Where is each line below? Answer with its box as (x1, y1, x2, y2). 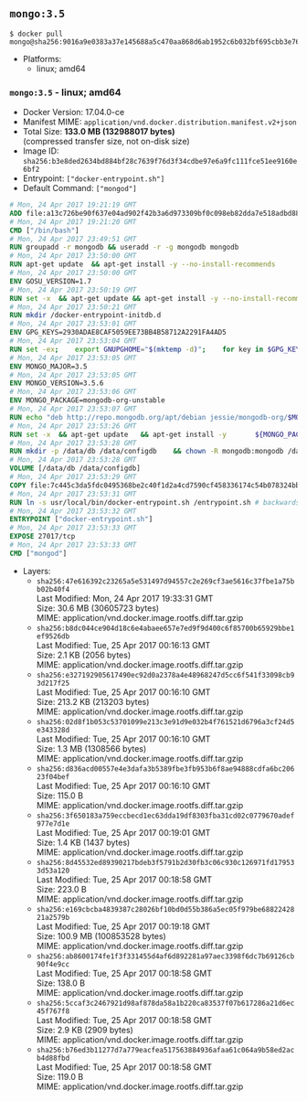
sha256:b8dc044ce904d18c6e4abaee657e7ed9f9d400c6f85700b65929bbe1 (36, 624, 295, 633)
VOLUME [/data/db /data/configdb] (9, 464, 142, 474)
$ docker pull (9, 29, 64, 38)
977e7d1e (36, 818, 70, 828)
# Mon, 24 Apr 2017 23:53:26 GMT (9, 421, 137, 431)
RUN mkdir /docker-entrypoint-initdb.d (9, 311, 162, 320)
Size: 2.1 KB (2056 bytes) (36, 649, 131, 660)
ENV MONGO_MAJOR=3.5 (9, 361, 89, 371)
